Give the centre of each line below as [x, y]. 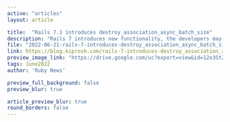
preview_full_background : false [53, 83]
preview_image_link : [37, 58]
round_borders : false [38, 108]
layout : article [30, 20]
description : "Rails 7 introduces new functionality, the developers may [115, 38]
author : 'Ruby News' [37, 70]
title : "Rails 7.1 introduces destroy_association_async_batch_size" [110, 32]
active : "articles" [35, 13]
